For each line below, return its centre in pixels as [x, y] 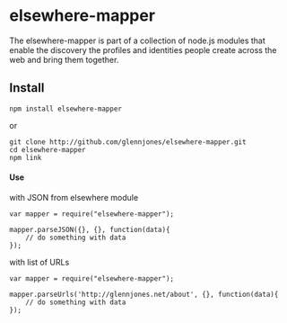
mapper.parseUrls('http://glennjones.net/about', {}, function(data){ [144, 294]
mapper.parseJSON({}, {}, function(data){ [90, 229]
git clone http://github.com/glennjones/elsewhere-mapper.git [128, 142]
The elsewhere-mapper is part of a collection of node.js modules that [138, 40]
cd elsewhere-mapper [48, 149]
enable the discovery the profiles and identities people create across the [143, 49]
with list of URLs [39, 262]
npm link [26, 157]
